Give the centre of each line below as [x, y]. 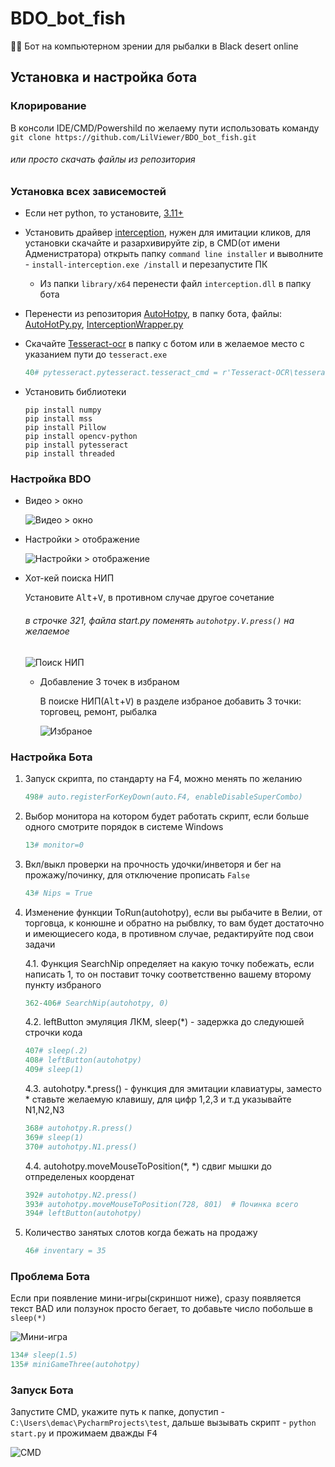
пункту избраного [63, 984]
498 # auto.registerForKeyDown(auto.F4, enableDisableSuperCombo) [163, 797]
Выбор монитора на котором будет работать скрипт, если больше [167, 816]
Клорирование [48, 106]
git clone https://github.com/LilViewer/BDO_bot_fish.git [133, 137]
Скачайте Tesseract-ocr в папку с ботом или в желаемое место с [164, 344]
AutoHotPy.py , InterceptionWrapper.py [104, 324]
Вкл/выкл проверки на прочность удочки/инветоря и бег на [153, 864]
